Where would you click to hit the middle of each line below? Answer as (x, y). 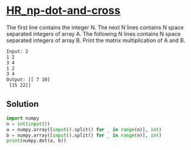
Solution (23, 104)
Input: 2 (17, 51)
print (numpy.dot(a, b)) (36, 141)
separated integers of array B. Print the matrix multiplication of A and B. (96, 40)
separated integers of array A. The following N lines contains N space (94, 33)
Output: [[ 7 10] (28, 80)
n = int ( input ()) (28, 124)
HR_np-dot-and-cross (63, 11)
